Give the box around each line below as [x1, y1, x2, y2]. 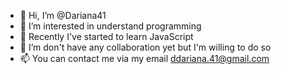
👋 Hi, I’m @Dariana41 [19, 10, 107, 21]
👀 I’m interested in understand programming [19, 20, 202, 32]
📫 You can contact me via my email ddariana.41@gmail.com [19, 53, 270, 64]
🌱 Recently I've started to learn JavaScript [19, 31, 194, 42]
